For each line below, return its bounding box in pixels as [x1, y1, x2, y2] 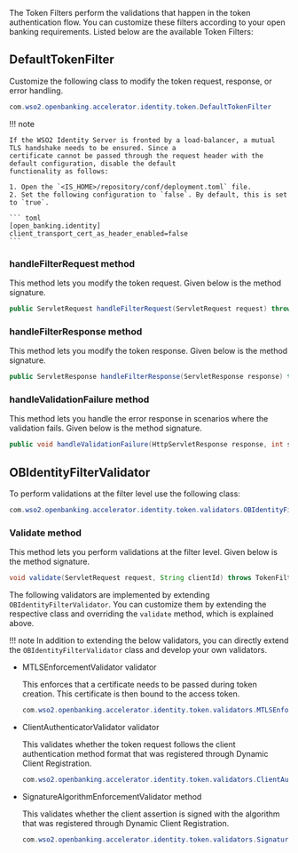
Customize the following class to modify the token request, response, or [9, 76, 272, 86]
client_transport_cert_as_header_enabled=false [9, 229, 189, 238]
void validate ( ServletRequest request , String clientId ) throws [9, 574, 252, 583]
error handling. [9, 84, 64, 96]
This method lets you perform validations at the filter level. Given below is [9, 547, 278, 558]
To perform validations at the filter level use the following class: [9, 488, 241, 499]
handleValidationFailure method [9, 393, 150, 406]
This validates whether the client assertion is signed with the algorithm [21, 809, 281, 819]
